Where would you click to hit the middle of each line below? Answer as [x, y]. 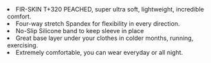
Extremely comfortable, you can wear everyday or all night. [100, 52]
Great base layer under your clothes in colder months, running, [105, 38]
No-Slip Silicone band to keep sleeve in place [80, 31]
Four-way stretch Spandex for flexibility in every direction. [98, 24]
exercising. [23, 45]
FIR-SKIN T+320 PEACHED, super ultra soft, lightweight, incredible [110, 9]
